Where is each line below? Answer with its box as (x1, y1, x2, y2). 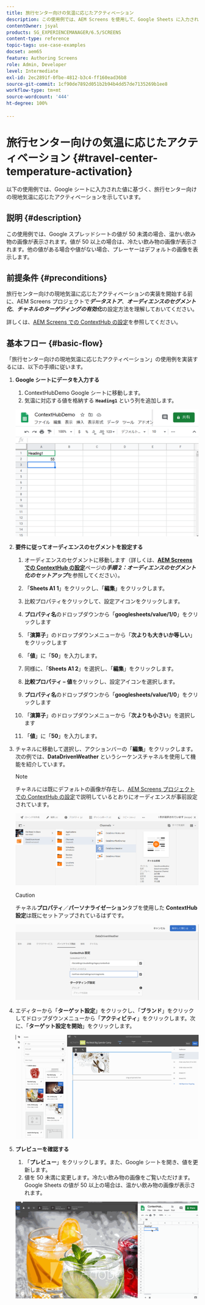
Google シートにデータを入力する (15, 376, 99, 384)
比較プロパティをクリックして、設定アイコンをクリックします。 (24, 597, 184, 605)
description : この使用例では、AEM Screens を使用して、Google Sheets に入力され (6, 16, 200, 23)
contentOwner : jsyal (6, 23, 59, 29)
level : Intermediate (6, 68, 59, 74)
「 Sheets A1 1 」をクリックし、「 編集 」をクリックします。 (24, 585, 168, 592)
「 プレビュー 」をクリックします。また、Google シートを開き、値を (24, 1158, 193, 1165)
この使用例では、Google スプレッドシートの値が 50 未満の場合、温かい (6, 230, 185, 237)
